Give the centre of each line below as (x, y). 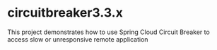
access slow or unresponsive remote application (78, 39)
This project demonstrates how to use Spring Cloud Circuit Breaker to (108, 32)
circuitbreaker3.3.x (65, 13)
